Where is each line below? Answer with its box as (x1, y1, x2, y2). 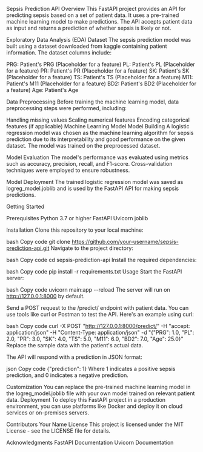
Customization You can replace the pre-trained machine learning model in (6, 384, 191, 390)
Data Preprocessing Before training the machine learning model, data (6, 98, 179, 105)
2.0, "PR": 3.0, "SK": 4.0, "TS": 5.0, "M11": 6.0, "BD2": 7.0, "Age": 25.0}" (6, 335, 184, 342)
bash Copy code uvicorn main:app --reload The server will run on (6, 286, 171, 293)
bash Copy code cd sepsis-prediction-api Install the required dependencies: (6, 257, 197, 263)
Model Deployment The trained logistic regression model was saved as (6, 179, 184, 185)
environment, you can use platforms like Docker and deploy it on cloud (6, 402, 183, 410)
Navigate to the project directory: (50, 244, 133, 252)
